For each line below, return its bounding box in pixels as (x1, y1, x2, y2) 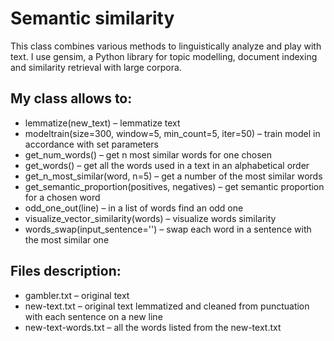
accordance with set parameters (24, 138, 159, 150)
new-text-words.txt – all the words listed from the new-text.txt (24, 321, 282, 333)
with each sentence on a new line (24, 310, 163, 322)
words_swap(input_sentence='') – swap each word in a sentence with (24, 223, 312, 235)
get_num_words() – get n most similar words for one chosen (24, 148, 272, 161)
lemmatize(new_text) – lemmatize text (24, 117, 181, 129)
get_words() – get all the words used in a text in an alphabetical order (24, 159, 310, 171)
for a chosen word (24, 191, 101, 203)
